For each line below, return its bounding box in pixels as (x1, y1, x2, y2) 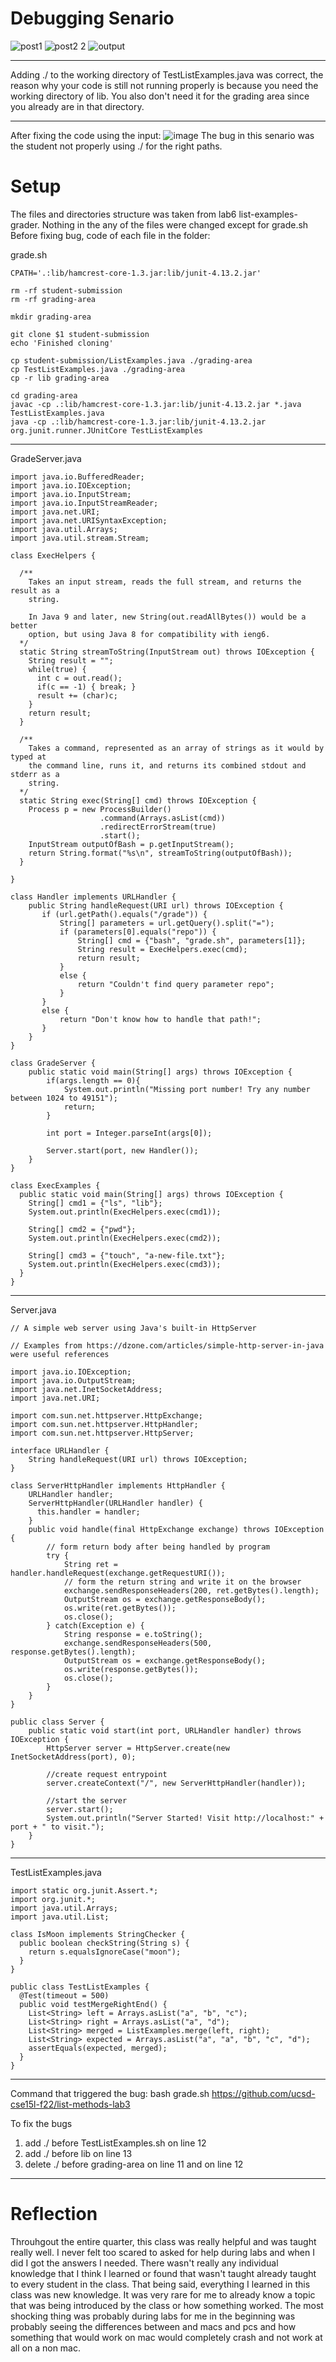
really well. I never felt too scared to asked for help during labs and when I (10, 2246, 315, 2258)
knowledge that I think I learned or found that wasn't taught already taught (10, 2267, 317, 2279)
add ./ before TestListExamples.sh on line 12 (24, 2137, 207, 2149)
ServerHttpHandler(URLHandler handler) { (28, 1498, 203, 1508)
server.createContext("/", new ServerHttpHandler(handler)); (46, 1778, 307, 1788)
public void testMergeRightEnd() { (19, 1999, 168, 2009)
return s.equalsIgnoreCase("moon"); (28, 1947, 182, 1957)
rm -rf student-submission (10, 285, 123, 296)
